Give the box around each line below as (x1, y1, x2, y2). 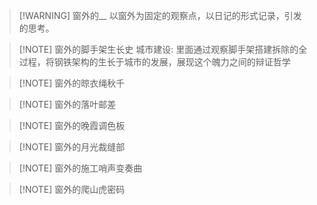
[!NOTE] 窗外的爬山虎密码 (18, 184, 126, 195)
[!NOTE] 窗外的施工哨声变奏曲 (18, 162, 143, 174)
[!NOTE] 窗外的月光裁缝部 (18, 141, 126, 153)
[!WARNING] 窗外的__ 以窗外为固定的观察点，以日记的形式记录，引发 (18, 10, 302, 21)
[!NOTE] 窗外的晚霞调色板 (18, 120, 126, 131)
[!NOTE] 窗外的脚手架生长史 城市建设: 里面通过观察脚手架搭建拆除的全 (18, 44, 308, 55)
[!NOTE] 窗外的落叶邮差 (18, 99, 117, 110)
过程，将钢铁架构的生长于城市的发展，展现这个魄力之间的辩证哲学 (18, 56, 291, 68)
